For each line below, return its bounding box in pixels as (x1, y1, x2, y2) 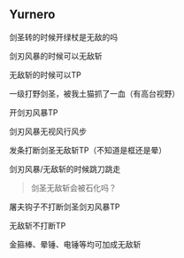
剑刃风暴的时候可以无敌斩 (9, 51, 103, 61)
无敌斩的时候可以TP (9, 69, 81, 80)
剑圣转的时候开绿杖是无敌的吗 (9, 31, 118, 43)
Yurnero (9, 7, 56, 22)
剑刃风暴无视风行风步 (9, 126, 87, 137)
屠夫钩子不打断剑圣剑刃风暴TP (9, 201, 120, 212)
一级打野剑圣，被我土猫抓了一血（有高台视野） (9, 88, 180, 98)
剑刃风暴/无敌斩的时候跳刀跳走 (9, 163, 121, 174)
